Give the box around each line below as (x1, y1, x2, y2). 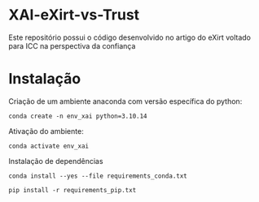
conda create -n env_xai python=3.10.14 (8, 112, 148, 120)
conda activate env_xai (8, 142, 90, 150)
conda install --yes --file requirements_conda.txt (8, 172, 187, 180)
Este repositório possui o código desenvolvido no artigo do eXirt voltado (8, 32, 251, 42)
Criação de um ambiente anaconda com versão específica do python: (8, 96, 243, 106)
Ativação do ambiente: (8, 126, 84, 135)
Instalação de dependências (8, 156, 103, 165)
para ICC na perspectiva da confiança (8, 41, 136, 50)
